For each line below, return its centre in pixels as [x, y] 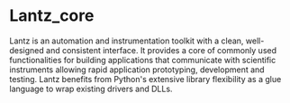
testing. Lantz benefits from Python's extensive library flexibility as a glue [145, 79]
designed [27, 50]
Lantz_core [52, 16]
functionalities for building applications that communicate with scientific [143, 60]
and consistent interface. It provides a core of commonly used [162, 50]
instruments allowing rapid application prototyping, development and [137, 70]
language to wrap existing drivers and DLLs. [91, 89]
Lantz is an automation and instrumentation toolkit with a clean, [127, 41]
